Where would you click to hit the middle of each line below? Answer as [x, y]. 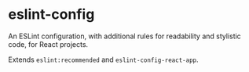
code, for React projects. [48, 44]
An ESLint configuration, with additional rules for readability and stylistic [124, 36]
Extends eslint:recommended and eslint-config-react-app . [103, 59]
